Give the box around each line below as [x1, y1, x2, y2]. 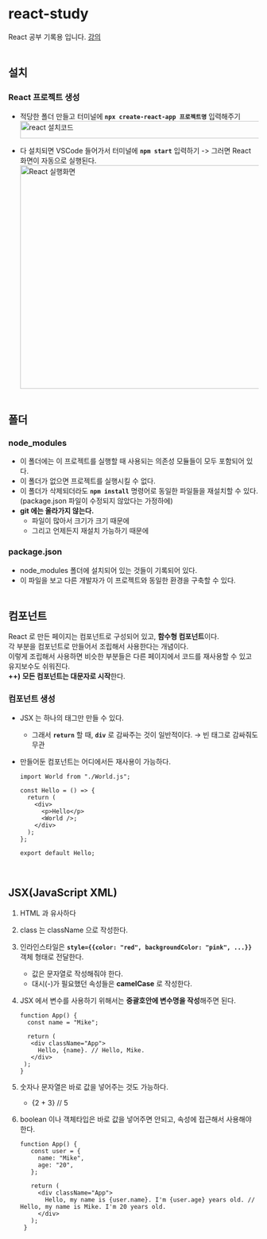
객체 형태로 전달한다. [19, 951, 84, 962]
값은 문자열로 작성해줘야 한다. [31, 969, 123, 978]
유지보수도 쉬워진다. [8, 661, 70, 672]
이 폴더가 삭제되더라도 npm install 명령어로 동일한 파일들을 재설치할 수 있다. [19, 486, 258, 496]
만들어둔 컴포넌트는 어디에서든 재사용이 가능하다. [19, 757, 171, 766]
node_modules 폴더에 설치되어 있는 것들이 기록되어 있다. [19, 565, 198, 575]
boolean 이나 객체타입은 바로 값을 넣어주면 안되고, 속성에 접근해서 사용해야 [19, 1114, 252, 1124]
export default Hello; [19, 849, 95, 857]
